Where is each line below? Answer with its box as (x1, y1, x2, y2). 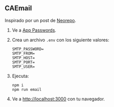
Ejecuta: (12, 73, 29, 79)
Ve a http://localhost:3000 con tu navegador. (12, 95, 105, 102)
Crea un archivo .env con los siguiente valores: (12, 37, 109, 43)
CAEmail (5, 4, 32, 13)
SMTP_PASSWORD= (12, 46, 44, 52)
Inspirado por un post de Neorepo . (5, 17, 76, 23)
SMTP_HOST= (12, 55, 35, 60)
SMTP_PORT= (12, 60, 35, 65)
